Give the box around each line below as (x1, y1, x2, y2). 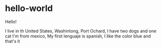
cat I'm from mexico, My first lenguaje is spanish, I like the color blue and (5, 33, 151, 39)
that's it (5, 38, 20, 44)
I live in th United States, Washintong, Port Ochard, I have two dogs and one (5, 28, 157, 34)
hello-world (5, 3, 53, 14)
